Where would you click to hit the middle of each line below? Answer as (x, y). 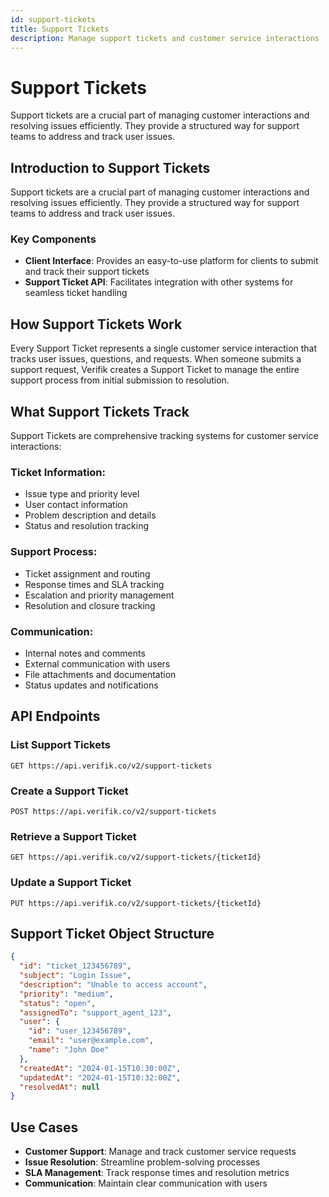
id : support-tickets (53, 19)
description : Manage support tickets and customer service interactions (165, 38)
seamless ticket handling (76, 293)
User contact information (76, 505)
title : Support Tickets (60, 29)
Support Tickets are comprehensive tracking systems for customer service (164, 436)
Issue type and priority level (82, 494)
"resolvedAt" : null (60, 1087)
